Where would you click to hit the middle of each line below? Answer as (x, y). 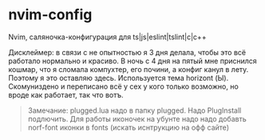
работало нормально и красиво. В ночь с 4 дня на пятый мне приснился (132, 61)
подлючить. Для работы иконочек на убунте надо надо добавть (137, 118)
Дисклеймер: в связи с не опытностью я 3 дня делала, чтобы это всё (127, 52)
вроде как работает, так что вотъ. (66, 94)
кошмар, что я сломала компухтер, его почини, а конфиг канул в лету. (129, 69)
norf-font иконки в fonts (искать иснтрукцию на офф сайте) (129, 127)
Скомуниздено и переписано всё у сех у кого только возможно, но (124, 86)
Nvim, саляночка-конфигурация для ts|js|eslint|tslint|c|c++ (107, 37)
